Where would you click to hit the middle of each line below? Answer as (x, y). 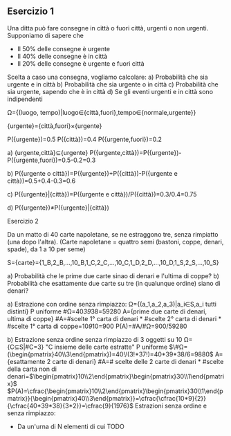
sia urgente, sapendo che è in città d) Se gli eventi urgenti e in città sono (110, 91)
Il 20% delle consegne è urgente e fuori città (81, 63)
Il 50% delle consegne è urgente (64, 48)
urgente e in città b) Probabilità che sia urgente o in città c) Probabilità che (113, 84)
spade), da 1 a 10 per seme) (46, 249)
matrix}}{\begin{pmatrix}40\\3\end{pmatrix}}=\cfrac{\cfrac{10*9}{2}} (107, 398)
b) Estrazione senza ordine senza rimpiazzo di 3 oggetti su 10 (95, 339)
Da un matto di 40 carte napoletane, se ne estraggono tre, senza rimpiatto (113, 234)
